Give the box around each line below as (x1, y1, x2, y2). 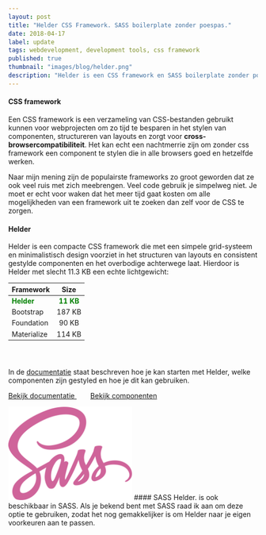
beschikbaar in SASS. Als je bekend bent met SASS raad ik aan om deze (8, 501, 244, 510)
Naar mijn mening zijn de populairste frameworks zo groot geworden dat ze (8, 171, 255, 182)
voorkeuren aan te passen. (8, 518, 96, 527)
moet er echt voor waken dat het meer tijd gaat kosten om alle (8, 189, 211, 198)
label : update (8, 38, 55, 46)
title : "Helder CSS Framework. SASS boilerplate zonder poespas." (8, 21, 232, 29)
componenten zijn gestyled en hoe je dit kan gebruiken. (8, 375, 190, 385)
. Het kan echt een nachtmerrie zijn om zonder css (84, 140, 249, 149)
